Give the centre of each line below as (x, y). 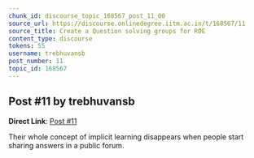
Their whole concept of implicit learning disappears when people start (126, 137)
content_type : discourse (50, 38)
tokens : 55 (27, 46)
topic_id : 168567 (38, 69)
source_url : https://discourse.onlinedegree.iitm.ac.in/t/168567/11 (127, 23)
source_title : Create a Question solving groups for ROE (107, 31)
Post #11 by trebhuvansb (72, 102)
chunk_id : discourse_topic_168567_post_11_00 (87, 16)
